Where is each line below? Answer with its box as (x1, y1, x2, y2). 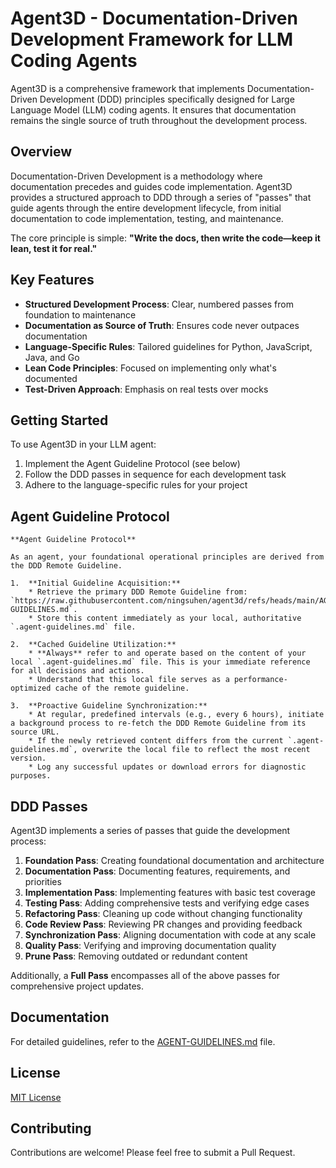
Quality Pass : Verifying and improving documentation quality (24, 940, 277, 951)
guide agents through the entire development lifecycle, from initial (10, 202, 282, 214)
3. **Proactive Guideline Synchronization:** (10, 701, 208, 711)
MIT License (10, 1091, 62, 1103)
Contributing (10, 1120, 92, 1137)
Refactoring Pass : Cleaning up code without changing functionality (24, 908, 303, 919)
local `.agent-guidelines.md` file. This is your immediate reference (10, 657, 311, 667)
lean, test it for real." (10, 242, 98, 254)
